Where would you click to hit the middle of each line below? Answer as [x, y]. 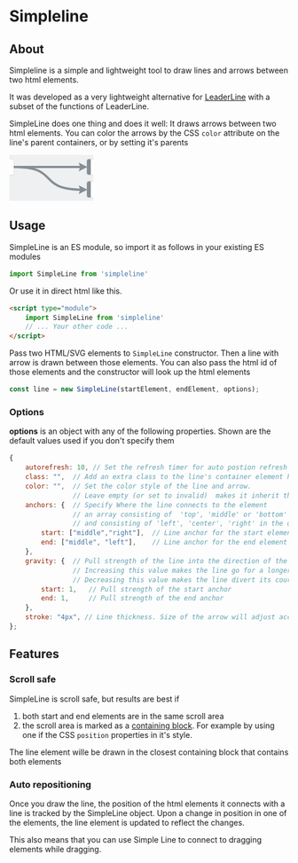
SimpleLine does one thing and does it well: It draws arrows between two [143, 123]
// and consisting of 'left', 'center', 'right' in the [178, 524]
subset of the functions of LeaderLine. [79, 106]
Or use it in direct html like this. [66, 291]
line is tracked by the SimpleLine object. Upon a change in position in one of [148, 812]
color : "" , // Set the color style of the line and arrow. [138, 486]
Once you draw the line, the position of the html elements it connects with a [147, 804]
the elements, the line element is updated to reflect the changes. [127, 822]
